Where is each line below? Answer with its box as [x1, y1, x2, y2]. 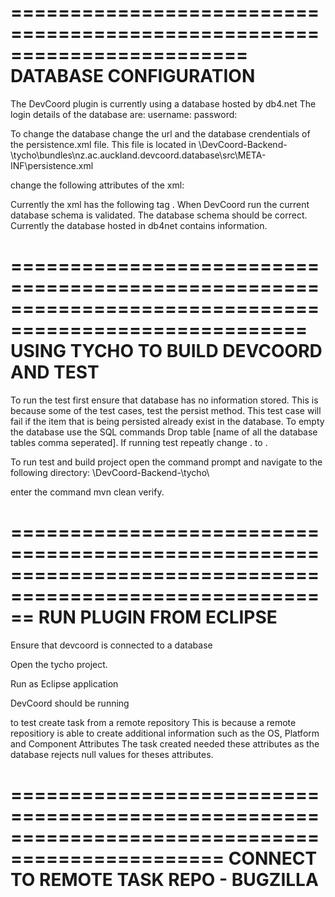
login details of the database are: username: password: [10, 108, 238, 120]
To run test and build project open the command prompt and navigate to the [10, 456, 323, 468]
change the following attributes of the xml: [10, 179, 185, 191]
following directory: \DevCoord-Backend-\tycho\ [10, 466, 210, 478]
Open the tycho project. [10, 658, 108, 670]
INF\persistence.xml [10, 159, 94, 171]
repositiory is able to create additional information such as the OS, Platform [10, 727, 320, 739]
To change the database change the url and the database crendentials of [10, 127, 311, 140]
